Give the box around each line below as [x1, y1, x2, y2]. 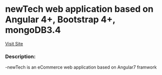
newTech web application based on [5, 3, 154, 15]
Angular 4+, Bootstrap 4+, [5, 14, 115, 25]
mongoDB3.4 [5, 25, 61, 36]
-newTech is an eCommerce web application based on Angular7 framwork [5, 64, 157, 70]
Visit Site [5, 40, 23, 46]
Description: [5, 53, 36, 60]
